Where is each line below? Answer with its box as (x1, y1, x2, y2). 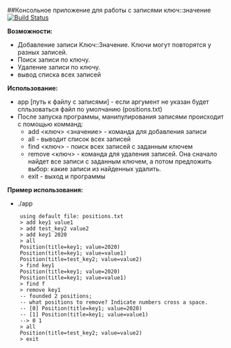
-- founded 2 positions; (20, 293, 92, 300)
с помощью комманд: (17, 120, 83, 128)
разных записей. (17, 48, 68, 56)
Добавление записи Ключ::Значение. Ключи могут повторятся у (17, 41, 211, 48)
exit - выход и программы (27, 172, 106, 180)
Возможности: (7, 27, 53, 35)
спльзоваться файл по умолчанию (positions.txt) (17, 105, 163, 113)
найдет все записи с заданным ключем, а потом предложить (27, 157, 212, 166)
